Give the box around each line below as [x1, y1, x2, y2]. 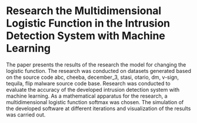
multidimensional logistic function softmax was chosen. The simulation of [6, 98, 184, 105]
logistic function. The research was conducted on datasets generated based [6, 67, 192, 74]
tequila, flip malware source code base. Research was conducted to [6, 79, 171, 87]
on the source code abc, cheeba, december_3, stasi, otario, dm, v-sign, [6, 74, 179, 81]
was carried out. [6, 111, 46, 118]
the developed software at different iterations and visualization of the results [6, 105, 191, 112]
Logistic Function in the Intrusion [6, 16, 171, 30]
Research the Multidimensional [6, 4, 162, 18]
